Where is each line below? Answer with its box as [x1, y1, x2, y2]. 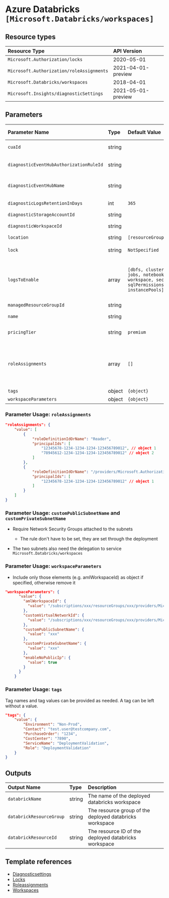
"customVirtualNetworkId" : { [23, 613, 84, 618]
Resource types [5, 32, 56, 41]
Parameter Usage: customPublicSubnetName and [5, 509, 120, 516]
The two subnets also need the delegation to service [12, 546, 122, 552]
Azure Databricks [5, 4, 80, 15]
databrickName [8, 796, 42, 802]
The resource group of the [88, 807, 150, 814]
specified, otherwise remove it [12, 579, 75, 586]
